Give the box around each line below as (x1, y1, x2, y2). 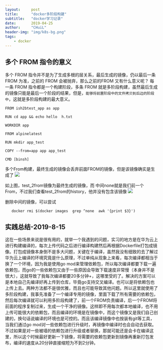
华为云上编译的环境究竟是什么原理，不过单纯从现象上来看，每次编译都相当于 (5, 255, 158, 261)
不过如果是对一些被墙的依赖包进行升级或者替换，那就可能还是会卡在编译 (5, 328, 149, 333)
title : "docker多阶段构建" (5, 12, 67, 17)
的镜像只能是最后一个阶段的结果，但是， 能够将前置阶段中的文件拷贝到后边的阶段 (5, 90, 154, 96)
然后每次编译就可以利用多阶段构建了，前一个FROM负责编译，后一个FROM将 (5, 297, 158, 303)
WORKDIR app (5, 122, 29, 128)
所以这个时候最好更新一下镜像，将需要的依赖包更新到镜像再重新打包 (13, 334, 149, 340)
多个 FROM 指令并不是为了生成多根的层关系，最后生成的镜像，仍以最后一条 (5, 71, 156, 78)
